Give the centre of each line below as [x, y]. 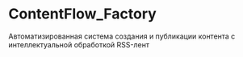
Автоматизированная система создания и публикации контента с [122, 36]
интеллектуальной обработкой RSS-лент [79, 44]
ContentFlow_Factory [83, 14]
